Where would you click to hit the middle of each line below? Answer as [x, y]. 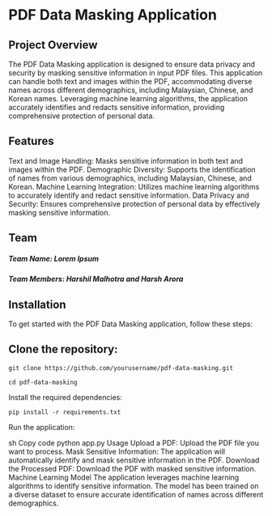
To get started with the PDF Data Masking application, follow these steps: [131, 324]
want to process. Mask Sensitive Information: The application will [117, 451]
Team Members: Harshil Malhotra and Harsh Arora [96, 279]
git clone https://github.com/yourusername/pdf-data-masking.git [121, 368]
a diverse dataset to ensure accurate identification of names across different [136, 494]
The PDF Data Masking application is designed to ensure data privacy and [132, 64]
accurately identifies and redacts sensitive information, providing [117, 107]
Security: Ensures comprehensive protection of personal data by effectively [134, 203]
